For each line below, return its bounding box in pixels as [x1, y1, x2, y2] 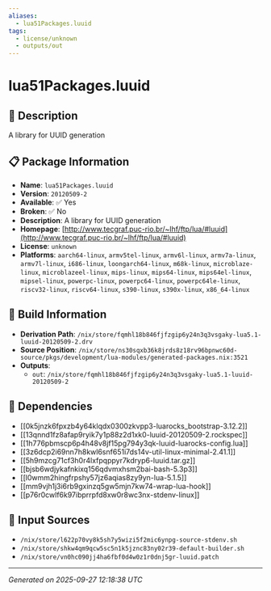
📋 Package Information [8, 154, 130, 168]
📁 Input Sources [8, 513, 90, 526]
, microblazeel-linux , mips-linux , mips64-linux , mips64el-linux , [38, 267, 252, 277]
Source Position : [19, 344, 77, 354]
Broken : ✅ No [19, 206, 67, 216]
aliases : [8, 11, 38, 20]
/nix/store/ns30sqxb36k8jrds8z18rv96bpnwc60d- [77, 346, 238, 354]
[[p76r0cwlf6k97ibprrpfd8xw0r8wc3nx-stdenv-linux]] [19, 490, 200, 500]
